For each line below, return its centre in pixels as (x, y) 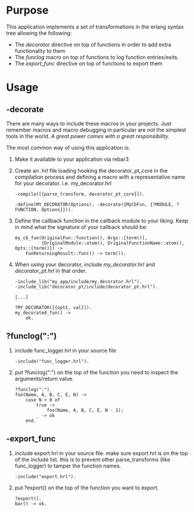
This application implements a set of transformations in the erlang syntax (95, 27)
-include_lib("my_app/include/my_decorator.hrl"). (78, 282)
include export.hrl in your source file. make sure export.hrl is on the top (101, 453)
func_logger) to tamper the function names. (68, 466)
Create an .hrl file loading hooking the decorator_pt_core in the (91, 170)
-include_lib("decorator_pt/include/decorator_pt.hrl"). (86, 287)
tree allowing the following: (39, 33)
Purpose (28, 10)
